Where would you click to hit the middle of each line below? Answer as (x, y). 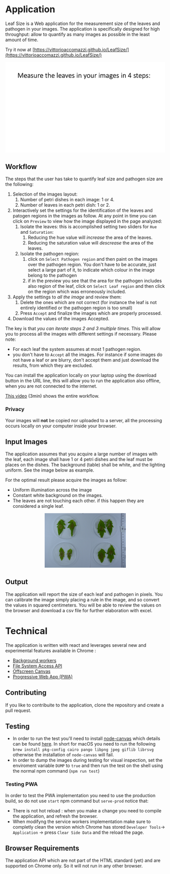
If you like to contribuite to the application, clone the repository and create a (84, 705)
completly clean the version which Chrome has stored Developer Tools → (89, 827)
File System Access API (37, 666)
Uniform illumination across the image (52, 490)
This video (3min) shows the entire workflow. (53, 396)
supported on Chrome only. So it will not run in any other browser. (74, 866)
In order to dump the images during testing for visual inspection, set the (88, 760)
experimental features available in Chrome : (51, 650)
